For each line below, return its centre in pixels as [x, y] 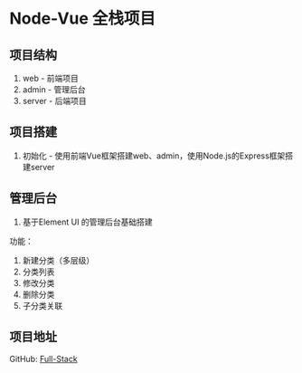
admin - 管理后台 [54, 90]
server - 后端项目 [55, 101]
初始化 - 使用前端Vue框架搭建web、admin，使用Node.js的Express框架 [154, 156]
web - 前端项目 [51, 78]
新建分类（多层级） [58, 260]
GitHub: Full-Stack [44, 359]
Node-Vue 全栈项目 [83, 19]
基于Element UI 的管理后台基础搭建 [88, 222]
